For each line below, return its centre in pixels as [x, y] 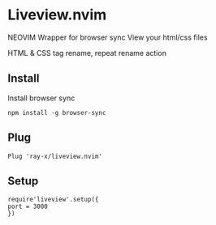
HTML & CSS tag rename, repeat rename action [87, 53]
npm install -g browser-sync [57, 112]
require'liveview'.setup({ [53, 200]
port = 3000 [28, 207]
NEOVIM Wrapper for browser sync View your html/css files [108, 37]
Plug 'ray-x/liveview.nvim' [55, 156]
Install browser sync [41, 98]
